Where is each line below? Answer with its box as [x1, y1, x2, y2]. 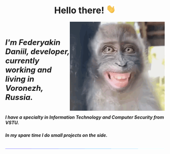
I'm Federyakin [5, 37, 61, 47]
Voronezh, [5, 83, 44, 93]
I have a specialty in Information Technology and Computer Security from [5, 114, 164, 120]
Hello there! [54, 5, 105, 16]
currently [5, 56, 39, 66]
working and [5, 65, 52, 75]
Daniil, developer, [5, 46, 70, 57]
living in [5, 74, 34, 84]
